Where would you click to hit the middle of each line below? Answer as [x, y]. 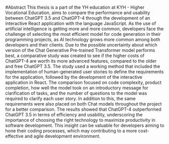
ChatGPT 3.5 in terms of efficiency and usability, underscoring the [74, 115]
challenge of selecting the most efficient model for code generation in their [83, 34]
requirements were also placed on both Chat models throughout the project [84, 104]
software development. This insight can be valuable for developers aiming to [85, 125]
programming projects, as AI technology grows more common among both [83, 39]
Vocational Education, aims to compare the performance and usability [78, 13]
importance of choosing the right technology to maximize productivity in [80, 120]
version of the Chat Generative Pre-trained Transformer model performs [80, 50]
